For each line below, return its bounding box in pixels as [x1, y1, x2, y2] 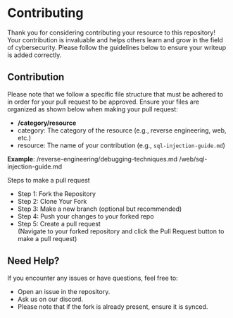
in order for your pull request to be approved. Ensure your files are [7, 97, 199, 106]
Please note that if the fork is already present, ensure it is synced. [17, 302, 208, 311]
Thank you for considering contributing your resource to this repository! [7, 28, 216, 37]
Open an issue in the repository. [17, 287, 111, 295]
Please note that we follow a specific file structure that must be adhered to [7, 90, 224, 98]
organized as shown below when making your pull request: [7, 104, 178, 114]
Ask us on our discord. [17, 295, 83, 303]
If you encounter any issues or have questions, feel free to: [7, 274, 178, 282]
